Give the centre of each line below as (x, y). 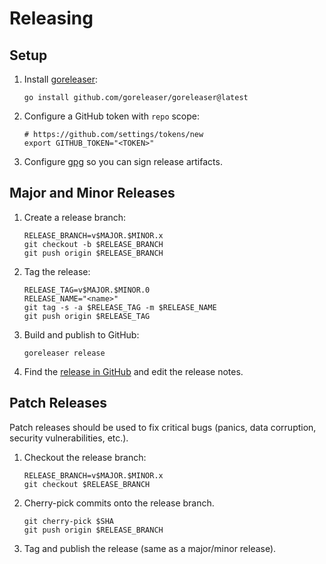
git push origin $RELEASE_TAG (87, 316)
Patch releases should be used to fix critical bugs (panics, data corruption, (163, 427)
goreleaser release (64, 353)
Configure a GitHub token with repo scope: (112, 116)
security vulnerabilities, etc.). (69, 438)
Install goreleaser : (61, 79)
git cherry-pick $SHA (68, 521)
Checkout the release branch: (85, 457)
